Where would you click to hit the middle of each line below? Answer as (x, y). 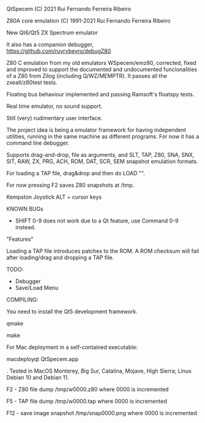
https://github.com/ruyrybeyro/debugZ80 (59, 51)
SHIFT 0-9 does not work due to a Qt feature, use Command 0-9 (97, 221)
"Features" (20, 239)
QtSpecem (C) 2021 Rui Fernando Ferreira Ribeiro (69, 9)
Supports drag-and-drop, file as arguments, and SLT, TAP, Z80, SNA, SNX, (100, 155)
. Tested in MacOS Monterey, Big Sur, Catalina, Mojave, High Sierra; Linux (99, 371)
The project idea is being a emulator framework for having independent (96, 130)
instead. (25, 227)
